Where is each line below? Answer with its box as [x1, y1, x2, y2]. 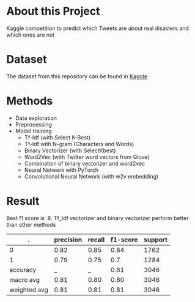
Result [6, 194, 40, 208]
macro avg [9, 275, 40, 284]
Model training [15, 127, 52, 134]
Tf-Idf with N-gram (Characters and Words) [24, 140, 134, 147]
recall [87, 235, 105, 244]
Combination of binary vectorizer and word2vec [24, 160, 145, 167]
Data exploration [15, 114, 57, 122]
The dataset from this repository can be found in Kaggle [6, 72, 148, 80]
